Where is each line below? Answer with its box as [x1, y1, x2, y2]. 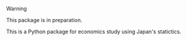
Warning [6, 5, 27, 12]
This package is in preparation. [6, 17, 82, 23]
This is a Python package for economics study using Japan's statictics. [6, 28, 182, 35]
